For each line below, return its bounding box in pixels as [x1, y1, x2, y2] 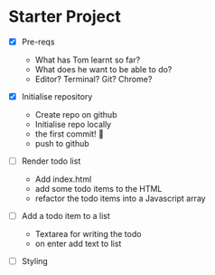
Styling [21, 256, 49, 267]
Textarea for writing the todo [34, 229, 142, 240]
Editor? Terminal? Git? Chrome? [34, 74, 153, 84]
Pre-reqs [21, 36, 55, 47]
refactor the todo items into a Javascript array [34, 193, 206, 204]
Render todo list [21, 156, 81, 166]
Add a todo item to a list [21, 211, 110, 222]
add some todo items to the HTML [34, 184, 163, 194]
